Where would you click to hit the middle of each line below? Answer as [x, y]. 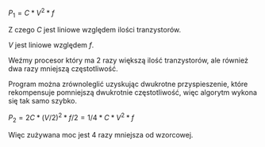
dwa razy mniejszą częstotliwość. [63, 69]
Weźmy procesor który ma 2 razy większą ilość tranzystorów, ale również [128, 60]
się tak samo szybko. [43, 101]
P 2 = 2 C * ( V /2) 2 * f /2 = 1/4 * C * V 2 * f [71, 118]
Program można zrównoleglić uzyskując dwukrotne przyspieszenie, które [128, 84]
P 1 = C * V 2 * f [31, 13]
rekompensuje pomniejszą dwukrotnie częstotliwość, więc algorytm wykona [133, 92]
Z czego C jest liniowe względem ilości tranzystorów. [95, 30]
